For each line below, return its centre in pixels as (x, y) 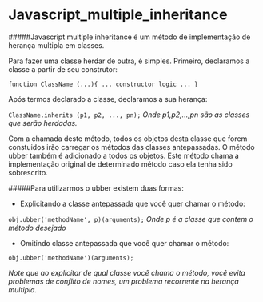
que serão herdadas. (43, 123)
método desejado (37, 228)
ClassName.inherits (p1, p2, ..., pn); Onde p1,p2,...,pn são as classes (129, 115)
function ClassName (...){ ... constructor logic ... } (103, 84)
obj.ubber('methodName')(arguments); (71, 258)
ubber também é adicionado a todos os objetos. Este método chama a (124, 155)
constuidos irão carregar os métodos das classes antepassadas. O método (131, 147)
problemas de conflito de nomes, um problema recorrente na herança (124, 281)
